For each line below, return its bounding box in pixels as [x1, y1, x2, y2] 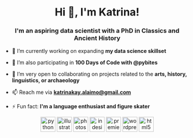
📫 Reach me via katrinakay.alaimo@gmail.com [11, 89, 131, 96]
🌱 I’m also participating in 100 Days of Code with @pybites [11, 59, 158, 66]
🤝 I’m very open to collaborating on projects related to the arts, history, [11, 71, 188, 78]
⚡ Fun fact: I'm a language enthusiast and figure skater [11, 103, 150, 110]
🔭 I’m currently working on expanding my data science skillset [11, 48, 167, 55]
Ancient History [73, 34, 121, 42]
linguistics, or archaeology [11, 77, 80, 84]
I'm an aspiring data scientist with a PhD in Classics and [14, 27, 180, 35]
